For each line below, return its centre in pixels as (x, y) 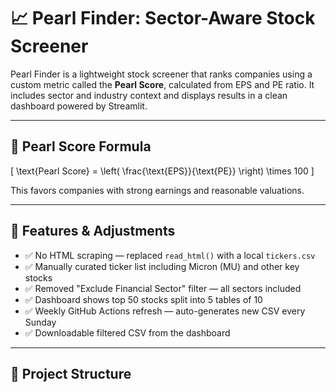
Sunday (40, 322)
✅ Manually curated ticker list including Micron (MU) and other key (162, 266)
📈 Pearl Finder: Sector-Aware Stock (163, 18)
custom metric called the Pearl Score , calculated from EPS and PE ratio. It (162, 84)
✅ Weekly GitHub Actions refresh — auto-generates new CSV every (165, 311)
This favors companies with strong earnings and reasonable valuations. (157, 190)
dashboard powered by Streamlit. (79, 106)
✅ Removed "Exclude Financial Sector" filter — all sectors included (163, 288)
